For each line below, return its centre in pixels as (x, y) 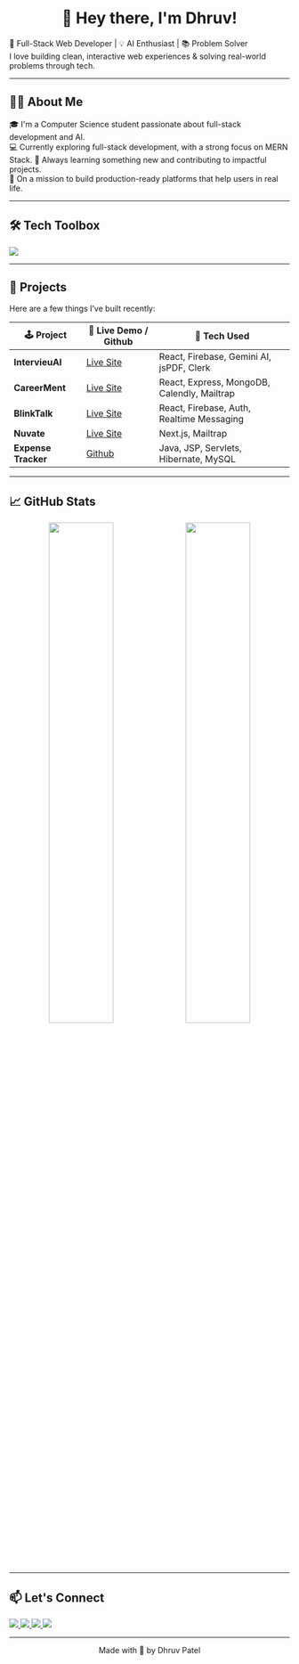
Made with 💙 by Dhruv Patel (149, 1650)
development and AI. (47, 136)
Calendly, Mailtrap (197, 394)
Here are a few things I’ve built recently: (82, 309)
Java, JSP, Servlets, (200, 448)
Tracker (30, 460)
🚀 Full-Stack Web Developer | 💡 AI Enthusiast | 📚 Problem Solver (129, 43)
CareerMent (40, 388)
